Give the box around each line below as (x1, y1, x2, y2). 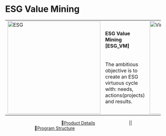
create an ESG (105, 73, 138, 80)
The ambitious (105, 61, 138, 68)
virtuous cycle (105, 79, 138, 86)
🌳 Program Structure (34, 125, 75, 131)
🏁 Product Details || (61, 120, 132, 126)
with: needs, (105, 86, 133, 92)
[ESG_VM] (105, 42, 129, 49)
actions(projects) (105, 91, 145, 98)
